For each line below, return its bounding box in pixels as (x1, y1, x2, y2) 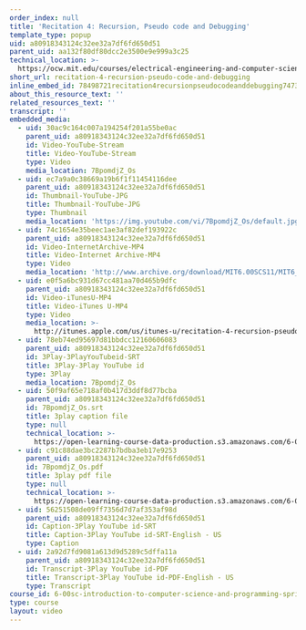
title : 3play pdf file (25, 471, 112, 480)
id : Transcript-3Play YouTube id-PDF (25, 564, 169, 573)
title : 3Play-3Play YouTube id (25, 361, 145, 370)
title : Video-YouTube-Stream (25, 149, 137, 158)
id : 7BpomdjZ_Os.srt (25, 403, 104, 413)
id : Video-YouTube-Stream (25, 140, 125, 150)
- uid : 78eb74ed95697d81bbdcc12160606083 (17, 336, 178, 345)
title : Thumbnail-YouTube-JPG (25, 200, 141, 210)
